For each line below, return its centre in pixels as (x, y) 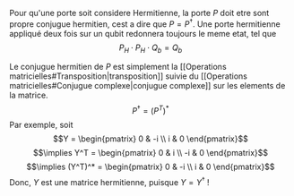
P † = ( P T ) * (151, 110)
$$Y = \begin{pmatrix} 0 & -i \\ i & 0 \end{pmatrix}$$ (151, 139)
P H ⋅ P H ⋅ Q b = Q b (151, 48)
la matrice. (29, 95)
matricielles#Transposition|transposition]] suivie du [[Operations (129, 76)
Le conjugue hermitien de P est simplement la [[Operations (118, 67)
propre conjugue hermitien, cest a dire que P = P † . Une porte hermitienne (145, 23)
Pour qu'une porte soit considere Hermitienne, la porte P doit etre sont (139, 13)
